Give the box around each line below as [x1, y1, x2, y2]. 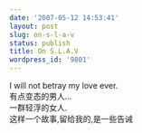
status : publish [9, 38, 71, 48]
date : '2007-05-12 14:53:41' [9, 13, 119, 23]
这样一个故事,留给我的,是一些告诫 [9, 114, 134, 124]
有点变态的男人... [9, 91, 72, 101]
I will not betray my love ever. [9, 81, 118, 90]
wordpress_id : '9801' [9, 55, 91, 64]
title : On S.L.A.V [9, 47, 79, 56]
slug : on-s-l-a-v [9, 30, 75, 39]
